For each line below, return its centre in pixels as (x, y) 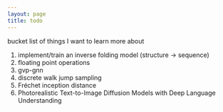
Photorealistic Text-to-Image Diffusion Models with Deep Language (116, 93)
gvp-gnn (31, 70)
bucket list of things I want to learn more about (76, 41)
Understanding (40, 100)
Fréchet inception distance (57, 85)
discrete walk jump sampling (59, 77)
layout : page (27, 14)
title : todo (25, 21)
